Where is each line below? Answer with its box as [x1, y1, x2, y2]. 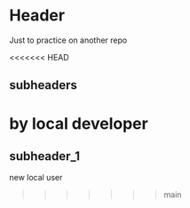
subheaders [9, 77, 78, 93]
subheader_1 [9, 148, 81, 164]
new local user [9, 172, 63, 183]
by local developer [9, 113, 148, 133]
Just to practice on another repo [9, 35, 128, 45]
